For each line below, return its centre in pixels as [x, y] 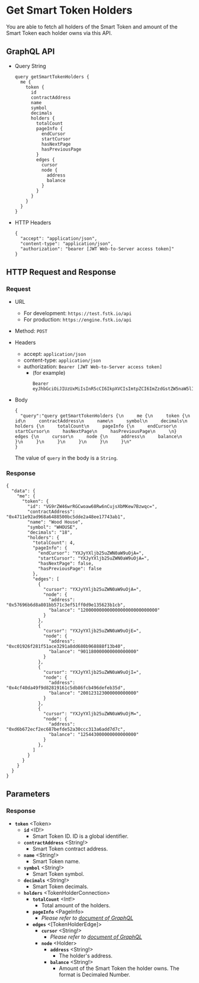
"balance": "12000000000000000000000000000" [104, 610]
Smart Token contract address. [70, 849]
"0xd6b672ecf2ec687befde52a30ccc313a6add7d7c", [66, 729]
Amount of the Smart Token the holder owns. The [119, 968]
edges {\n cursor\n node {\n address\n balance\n [98, 437]
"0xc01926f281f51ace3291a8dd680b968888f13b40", [66, 646]
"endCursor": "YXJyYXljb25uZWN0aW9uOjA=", [91, 553]
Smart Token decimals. [60, 886]
